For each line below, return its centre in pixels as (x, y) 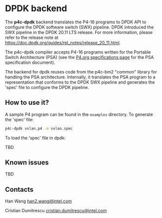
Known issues (27, 163)
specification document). (30, 62)
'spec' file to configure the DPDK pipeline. (47, 87)
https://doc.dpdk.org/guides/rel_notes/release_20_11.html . (63, 42)
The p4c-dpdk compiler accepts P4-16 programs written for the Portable (78, 52)
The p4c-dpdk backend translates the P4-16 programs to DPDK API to (76, 22)
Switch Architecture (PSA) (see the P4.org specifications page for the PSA (80, 57)
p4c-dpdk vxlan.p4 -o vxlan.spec (39, 128)
